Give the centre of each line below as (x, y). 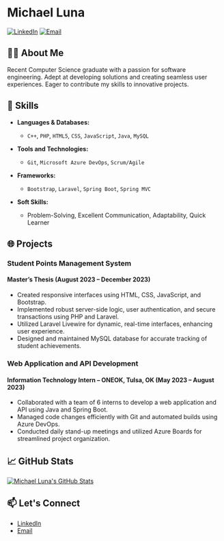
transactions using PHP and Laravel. (68, 317)
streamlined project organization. (64, 439)
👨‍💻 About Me (36, 53)
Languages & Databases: (53, 122)
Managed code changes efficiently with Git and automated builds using (117, 417)
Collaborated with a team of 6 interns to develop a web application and (117, 403)
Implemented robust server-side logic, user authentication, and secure (116, 310)
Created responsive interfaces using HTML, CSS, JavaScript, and (109, 295)
